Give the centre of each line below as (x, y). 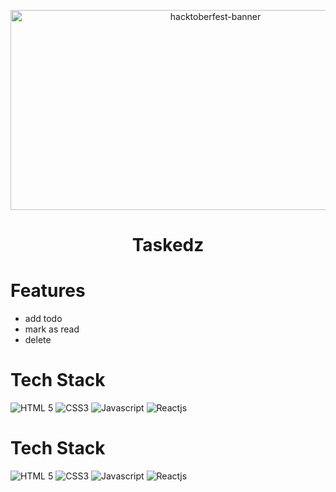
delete (38, 340)
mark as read (52, 329)
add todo (43, 319)
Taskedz (168, 245)
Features (48, 291)
